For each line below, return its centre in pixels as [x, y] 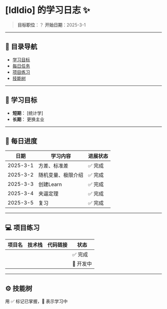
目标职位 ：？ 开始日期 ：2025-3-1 [51, 25]
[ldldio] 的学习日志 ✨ [48, 10]
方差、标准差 [53, 166]
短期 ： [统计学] [28, 113]
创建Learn [50, 184]
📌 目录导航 [21, 47]
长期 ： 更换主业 [28, 119]
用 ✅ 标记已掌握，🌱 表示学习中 [37, 301]
